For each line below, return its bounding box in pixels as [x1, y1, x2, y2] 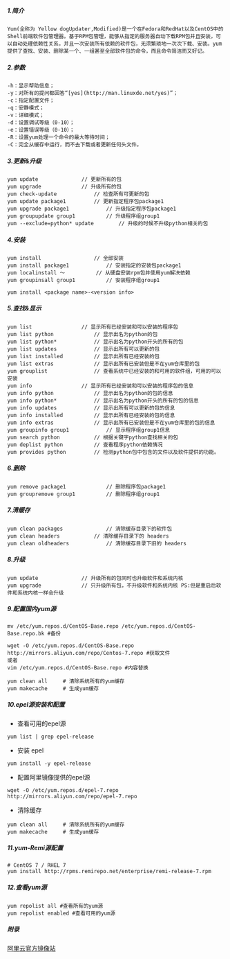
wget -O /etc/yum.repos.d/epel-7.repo [7, 786, 119, 793]
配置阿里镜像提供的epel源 [17, 773, 91, 781]
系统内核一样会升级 [17, 589, 64, 596]
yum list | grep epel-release [7, 733, 95, 740]
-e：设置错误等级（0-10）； [7, 126, 75, 133]
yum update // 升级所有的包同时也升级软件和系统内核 [7, 574, 184, 581]
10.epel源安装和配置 [7, 701, 65, 709]
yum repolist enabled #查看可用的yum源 [7, 910, 116, 917]
